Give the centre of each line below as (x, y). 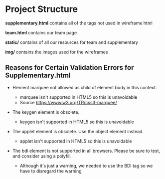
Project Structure (42, 9)
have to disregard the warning (51, 171)
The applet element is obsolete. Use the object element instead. (78, 131)
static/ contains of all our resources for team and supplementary (72, 42)
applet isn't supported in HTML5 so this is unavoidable (76, 141)
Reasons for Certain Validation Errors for (70, 68)
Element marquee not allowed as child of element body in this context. (84, 87)
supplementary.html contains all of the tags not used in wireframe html (79, 23)
